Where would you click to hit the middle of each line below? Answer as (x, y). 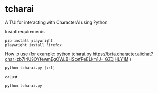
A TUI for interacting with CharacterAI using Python (56, 22)
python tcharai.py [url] (30, 68)
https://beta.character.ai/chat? (123, 54)
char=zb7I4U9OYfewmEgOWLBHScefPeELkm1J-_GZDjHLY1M (67, 59)
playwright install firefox (33, 45)
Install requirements (25, 31)
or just (11, 77)
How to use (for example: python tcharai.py (48, 54)
